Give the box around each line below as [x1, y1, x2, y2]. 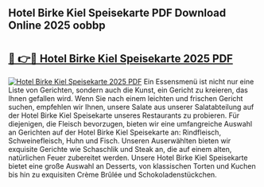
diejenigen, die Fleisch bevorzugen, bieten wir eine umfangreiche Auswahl [8, 119, 253, 128]
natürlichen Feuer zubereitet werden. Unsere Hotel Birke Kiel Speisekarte [8, 153, 248, 162]
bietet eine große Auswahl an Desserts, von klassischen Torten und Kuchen [8, 162, 256, 170]
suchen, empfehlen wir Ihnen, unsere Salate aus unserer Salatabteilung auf [8, 103, 254, 111]
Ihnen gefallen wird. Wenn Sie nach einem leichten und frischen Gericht [8, 94, 243, 103]
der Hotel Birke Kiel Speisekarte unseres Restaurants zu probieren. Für [8, 111, 240, 120]
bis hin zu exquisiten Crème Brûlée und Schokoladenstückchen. [8, 170, 217, 179]
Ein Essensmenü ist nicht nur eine [143, 77, 254, 86]
